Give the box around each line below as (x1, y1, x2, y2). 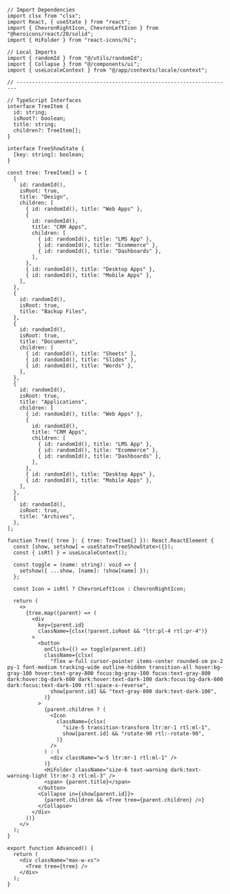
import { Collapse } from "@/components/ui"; (7, 61, 140, 68)
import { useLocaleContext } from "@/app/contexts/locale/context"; (7, 67, 208, 74)
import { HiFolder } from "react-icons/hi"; (7, 37, 137, 43)
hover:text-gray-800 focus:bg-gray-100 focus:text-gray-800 (34, 670, 211, 677)
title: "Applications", (19, 398, 88, 405)
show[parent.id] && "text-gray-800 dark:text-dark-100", (50, 688, 217, 695)
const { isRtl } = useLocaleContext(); (13, 549, 128, 556)
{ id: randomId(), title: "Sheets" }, (25, 350, 137, 357)
